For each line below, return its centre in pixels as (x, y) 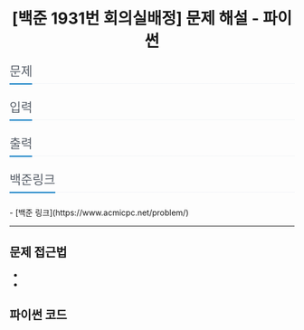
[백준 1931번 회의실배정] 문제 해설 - (136, 19)
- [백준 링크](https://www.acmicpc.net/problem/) (99, 212)
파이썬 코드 (38, 315)
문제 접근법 (38, 253)
